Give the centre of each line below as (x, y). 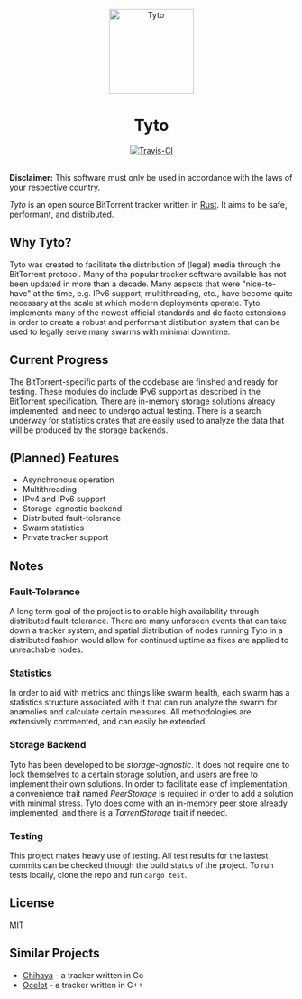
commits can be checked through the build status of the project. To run (142, 865)
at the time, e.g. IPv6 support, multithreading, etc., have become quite (163, 293)
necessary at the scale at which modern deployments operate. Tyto (135, 303)
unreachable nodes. (46, 649)
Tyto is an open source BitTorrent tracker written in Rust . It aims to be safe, (148, 204)
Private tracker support (65, 537)
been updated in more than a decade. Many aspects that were (125, 284)
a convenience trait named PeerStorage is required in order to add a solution (151, 793)
